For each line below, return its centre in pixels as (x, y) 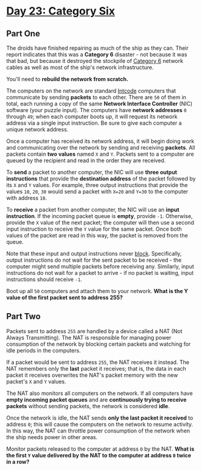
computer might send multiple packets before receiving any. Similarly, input (100, 266)
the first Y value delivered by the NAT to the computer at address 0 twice (99, 455)
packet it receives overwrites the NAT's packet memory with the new (92, 375)
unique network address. (37, 129)
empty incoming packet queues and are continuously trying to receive (96, 399)
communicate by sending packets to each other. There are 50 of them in (96, 97)
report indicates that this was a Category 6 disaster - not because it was (97, 55)
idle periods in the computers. (44, 350)
